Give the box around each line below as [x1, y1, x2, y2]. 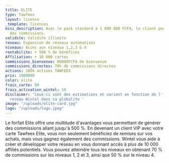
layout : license [5, 17, 39, 22]
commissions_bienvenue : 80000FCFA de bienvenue [5, 59, 107, 64]
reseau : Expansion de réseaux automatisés [5, 40, 96, 45]
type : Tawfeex [5, 12, 35, 17]
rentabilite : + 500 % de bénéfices [5, 49, 80, 55]
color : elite [5, 78, 33, 83]
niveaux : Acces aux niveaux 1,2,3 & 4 [5, 45, 87, 50]
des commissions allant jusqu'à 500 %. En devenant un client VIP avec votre [5, 125, 163, 131]
